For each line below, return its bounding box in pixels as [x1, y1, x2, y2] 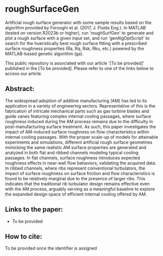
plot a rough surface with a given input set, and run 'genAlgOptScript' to [5, 35, 150, 41]
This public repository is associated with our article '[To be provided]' [5, 60, 145, 66]
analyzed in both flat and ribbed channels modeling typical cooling [5, 149, 139, 155]
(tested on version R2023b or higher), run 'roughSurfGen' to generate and [5, 30, 154, 36]
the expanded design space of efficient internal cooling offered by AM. [5, 191, 147, 197]
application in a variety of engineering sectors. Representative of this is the [5, 103, 156, 108]
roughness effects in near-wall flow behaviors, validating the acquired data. [5, 160, 157, 166]
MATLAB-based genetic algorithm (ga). [5, 50, 84, 57]
